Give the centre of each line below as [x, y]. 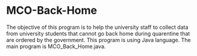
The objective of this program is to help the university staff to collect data [97, 27]
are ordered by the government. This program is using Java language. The [98, 40]
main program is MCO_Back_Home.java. [56, 46]
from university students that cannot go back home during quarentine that [98, 33]
